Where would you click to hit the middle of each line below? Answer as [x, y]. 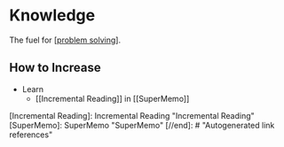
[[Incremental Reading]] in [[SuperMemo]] [112, 98]
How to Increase [55, 68]
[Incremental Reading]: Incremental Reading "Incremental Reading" [132, 115]
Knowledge [52, 15]
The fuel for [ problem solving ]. [65, 40]
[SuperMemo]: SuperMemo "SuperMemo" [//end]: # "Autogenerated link [142, 125]
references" [31, 135]
